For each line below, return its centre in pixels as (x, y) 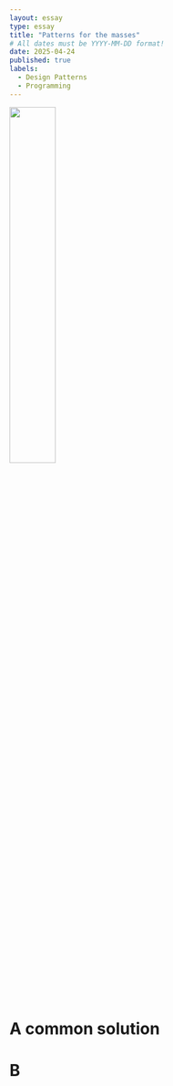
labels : (24, 69)
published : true (40, 60)
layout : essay (36, 18)
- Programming (44, 86)
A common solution (85, 1029)
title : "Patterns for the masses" (75, 35)
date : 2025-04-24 (42, 52)
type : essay (32, 26)
